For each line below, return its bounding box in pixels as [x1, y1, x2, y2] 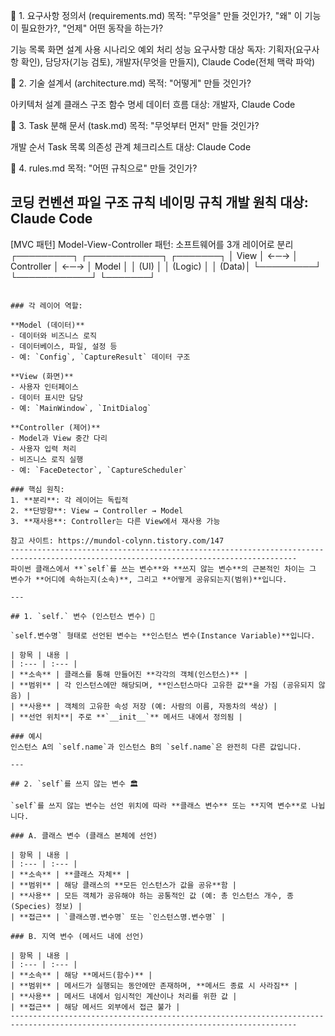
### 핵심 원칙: [10, 484, 65, 494]
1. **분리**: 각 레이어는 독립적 [10, 495, 129, 505]
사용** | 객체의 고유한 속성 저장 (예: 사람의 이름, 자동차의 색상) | [28, 701, 278, 711]
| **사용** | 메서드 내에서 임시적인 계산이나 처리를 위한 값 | [10, 991, 238, 1001]
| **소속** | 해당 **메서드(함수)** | [10, 970, 153, 980]
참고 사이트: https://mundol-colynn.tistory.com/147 [10, 535, 225, 546]
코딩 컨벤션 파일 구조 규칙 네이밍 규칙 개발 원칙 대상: [10, 194, 309, 211]
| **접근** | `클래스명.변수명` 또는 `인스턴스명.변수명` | [10, 912, 226, 922]
